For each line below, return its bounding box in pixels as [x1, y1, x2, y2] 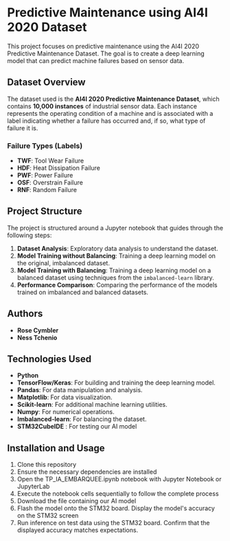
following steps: [7, 231, 52, 239]
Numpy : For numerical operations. [16, 408, 115, 416]
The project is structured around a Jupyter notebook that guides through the [7, 224, 224, 232]
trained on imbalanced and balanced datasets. [16, 288, 149, 296]
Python [16, 372, 39, 380]
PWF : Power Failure [16, 171, 73, 180]
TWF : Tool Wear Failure [16, 156, 84, 165]
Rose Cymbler [16, 326, 59, 334]
